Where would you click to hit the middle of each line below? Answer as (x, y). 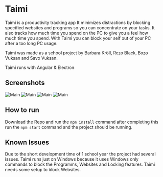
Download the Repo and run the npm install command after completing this (82, 122)
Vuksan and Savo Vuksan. (31, 58)
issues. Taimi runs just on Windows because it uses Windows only (72, 159)
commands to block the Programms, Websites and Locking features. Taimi (80, 164)
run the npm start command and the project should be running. (69, 127)
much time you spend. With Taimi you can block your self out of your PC (78, 38)
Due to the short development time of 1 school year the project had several (80, 154)
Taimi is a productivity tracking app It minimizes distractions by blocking (78, 22)
